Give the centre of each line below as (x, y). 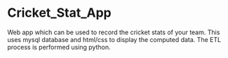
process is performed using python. (59, 47)
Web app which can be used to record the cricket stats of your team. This (114, 32)
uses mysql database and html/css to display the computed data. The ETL (114, 39)
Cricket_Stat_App (59, 13)
